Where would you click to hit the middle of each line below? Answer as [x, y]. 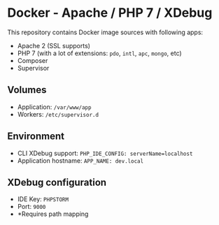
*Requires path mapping [53, 214]
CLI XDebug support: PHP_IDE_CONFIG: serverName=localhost [105, 153]
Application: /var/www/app [54, 107]
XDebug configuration [57, 182]
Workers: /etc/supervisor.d [58, 114]
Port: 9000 [31, 207]
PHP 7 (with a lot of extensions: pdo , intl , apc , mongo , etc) [99, 53]
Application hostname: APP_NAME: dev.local [80, 160]
